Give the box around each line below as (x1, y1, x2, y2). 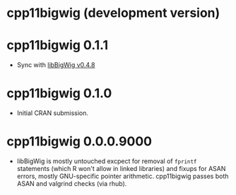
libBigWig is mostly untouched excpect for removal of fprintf (16, 157, 197, 165)
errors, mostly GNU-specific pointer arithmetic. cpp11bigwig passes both (16, 172, 229, 180)
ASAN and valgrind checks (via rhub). (16, 179, 127, 188)
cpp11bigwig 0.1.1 (6, 37, 109, 54)
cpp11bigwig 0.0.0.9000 (6, 134, 153, 150)
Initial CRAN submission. (16, 109, 89, 117)
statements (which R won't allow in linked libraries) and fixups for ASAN (16, 165, 226, 172)
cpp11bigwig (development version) (6, 5, 220, 21)
